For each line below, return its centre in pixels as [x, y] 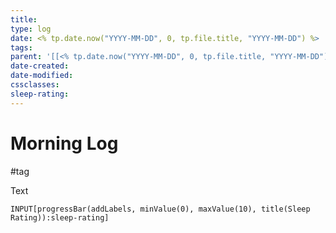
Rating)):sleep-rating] [60, 217]
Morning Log [64, 143]
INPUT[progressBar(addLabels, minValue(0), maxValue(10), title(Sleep [160, 209]
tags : [21, 47]
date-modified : [42, 76]
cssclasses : [35, 85]
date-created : [40, 66]
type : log [31, 29]
